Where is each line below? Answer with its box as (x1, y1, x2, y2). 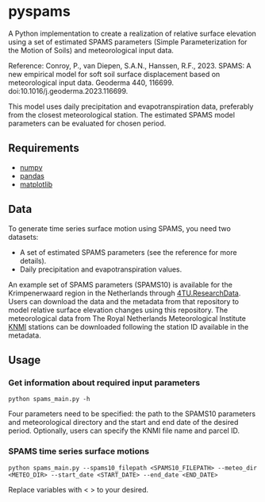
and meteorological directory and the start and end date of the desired (8, 418, 239, 427)
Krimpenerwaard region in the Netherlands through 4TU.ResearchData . (8, 288, 241, 298)
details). (19, 256, 47, 265)
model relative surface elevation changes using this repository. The (8, 305, 229, 315)
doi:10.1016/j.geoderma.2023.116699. (8, 86, 129, 95)
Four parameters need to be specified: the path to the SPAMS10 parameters (8, 409, 256, 419)
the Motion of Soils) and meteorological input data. (8, 45, 175, 55)
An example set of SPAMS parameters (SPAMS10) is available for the (8, 280, 232, 289)
